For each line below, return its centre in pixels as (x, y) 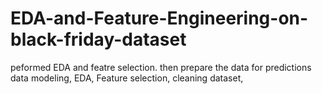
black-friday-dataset (98, 39)
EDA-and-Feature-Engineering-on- (159, 18)
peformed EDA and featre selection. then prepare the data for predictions (161, 67)
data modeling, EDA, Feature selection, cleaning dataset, (127, 78)
